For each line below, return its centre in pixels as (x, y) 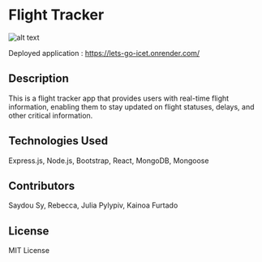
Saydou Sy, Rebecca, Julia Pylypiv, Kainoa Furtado (93, 205)
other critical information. (51, 115)
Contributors (42, 185)
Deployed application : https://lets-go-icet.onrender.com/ (104, 53)
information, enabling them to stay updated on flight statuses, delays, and (131, 106)
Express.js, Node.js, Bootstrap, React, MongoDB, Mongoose (109, 161)
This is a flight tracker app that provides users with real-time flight (119, 98)
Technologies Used (58, 141)
